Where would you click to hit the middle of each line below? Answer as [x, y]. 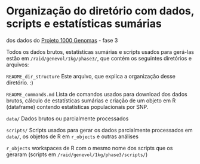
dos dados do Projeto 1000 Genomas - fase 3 [62, 40]
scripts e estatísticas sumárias [84, 24]
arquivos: [18, 65]
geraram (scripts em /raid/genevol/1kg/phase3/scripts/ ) [77, 154]
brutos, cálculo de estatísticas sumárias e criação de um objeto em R [91, 101]
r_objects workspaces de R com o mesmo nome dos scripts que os [90, 148]
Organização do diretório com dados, [100, 11]
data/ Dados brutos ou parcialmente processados [67, 119]
